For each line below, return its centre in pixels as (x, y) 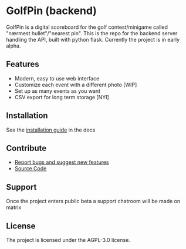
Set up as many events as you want (58, 91)
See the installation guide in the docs (51, 130)
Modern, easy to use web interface (57, 78)
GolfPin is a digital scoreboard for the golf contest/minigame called (87, 27)
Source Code (31, 169)
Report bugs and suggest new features (62, 162)
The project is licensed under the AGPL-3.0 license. (68, 240)
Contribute (26, 148)
